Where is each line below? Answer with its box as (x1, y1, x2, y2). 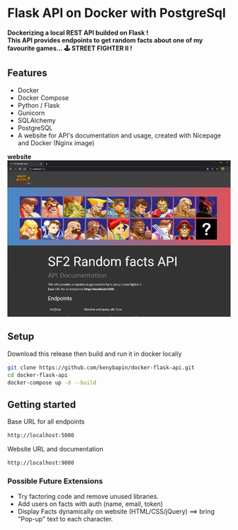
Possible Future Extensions (7, 476, 103, 486)
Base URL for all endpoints (7, 417, 85, 426)
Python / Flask (17, 101, 60, 109)
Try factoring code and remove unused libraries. (17, 492, 159, 501)
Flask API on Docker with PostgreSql (7, 5, 226, 21)
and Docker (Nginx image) (17, 138, 95, 147)
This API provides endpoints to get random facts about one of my (7, 35, 203, 44)
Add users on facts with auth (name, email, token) (17, 500, 164, 508)
